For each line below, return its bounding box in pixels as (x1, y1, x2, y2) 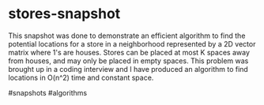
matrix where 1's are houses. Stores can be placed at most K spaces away (8, 47, 251, 57)
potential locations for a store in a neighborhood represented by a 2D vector (8, 39, 256, 48)
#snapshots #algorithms (8, 88, 88, 97)
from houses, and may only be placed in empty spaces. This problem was (8, 56, 249, 66)
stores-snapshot (8, 5, 121, 23)
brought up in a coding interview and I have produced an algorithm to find (8, 64, 249, 73)
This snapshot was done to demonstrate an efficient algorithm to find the (8, 31, 246, 40)
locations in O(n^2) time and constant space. (8, 73, 154, 82)
